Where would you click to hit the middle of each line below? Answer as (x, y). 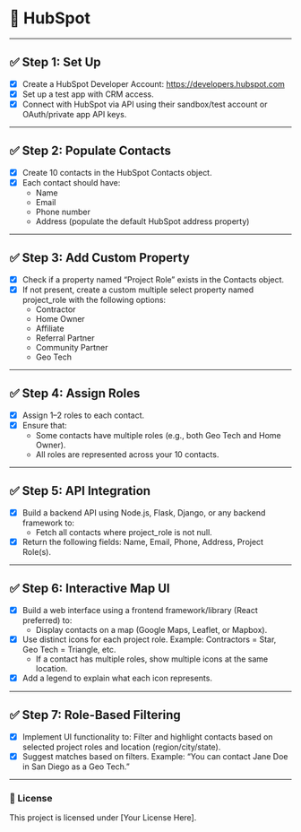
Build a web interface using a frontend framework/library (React (140, 610)
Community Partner (72, 347)
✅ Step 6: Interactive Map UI (90, 589)
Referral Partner (65, 338)
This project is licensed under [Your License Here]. (103, 817)
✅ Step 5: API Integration (80, 491)
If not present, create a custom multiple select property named (138, 290)
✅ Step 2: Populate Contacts (90, 151)
